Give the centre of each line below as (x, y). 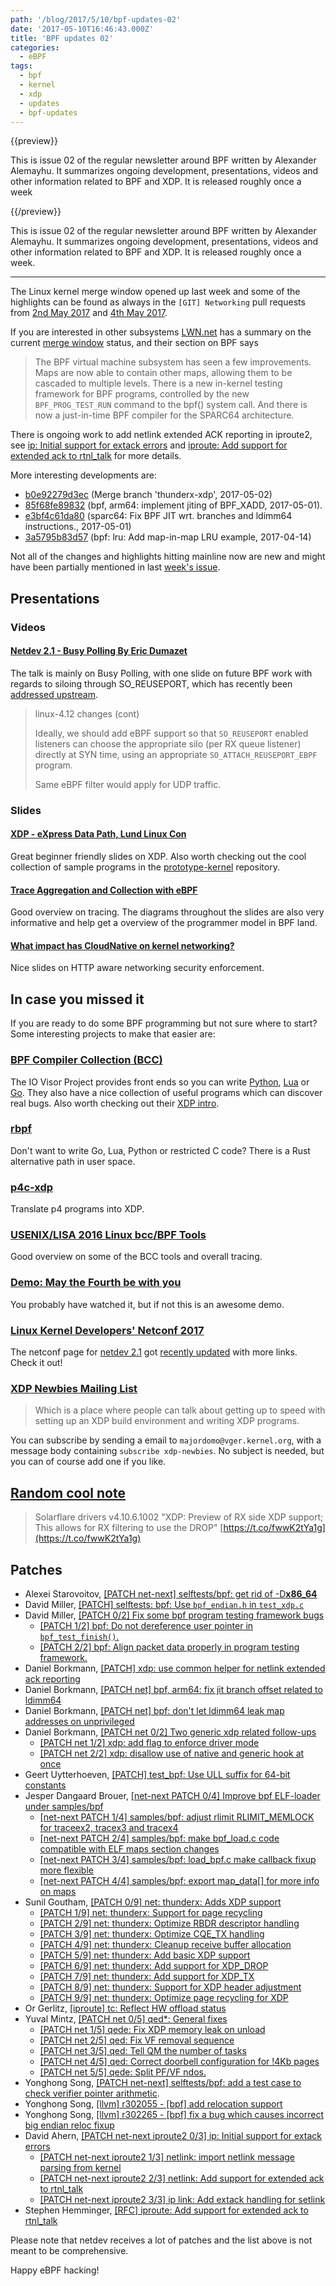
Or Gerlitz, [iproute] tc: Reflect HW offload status (125, 2008)
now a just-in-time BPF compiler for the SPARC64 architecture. (164, 415)
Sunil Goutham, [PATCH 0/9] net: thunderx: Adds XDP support (153, 1902)
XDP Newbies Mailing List (74, 1388)
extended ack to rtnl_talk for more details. (96, 456)
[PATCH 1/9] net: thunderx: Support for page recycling (151, 1912)
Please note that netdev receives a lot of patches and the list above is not (161, 2240)
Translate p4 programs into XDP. (77, 1209)
